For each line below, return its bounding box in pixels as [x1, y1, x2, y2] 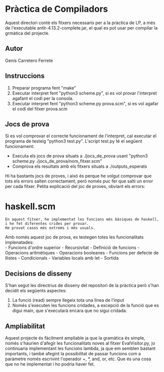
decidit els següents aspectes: [5, 288, 67, 294]
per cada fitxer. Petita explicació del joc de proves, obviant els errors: [5, 184, 145, 189]
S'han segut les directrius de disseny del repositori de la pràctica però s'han [5, 282, 160, 288]
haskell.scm [5, 201, 55, 212]
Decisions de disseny [5, 269, 72, 278]
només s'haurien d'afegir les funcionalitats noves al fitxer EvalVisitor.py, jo [5, 340, 156, 346]
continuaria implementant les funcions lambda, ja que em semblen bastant [5, 345, 156, 351]
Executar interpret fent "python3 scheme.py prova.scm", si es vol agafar [12, 100, 159, 106]
